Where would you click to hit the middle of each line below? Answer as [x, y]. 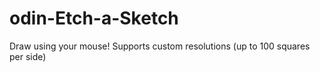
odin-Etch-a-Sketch [94, 18]
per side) [28, 56]
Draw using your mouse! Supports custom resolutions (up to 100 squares [160, 46]
